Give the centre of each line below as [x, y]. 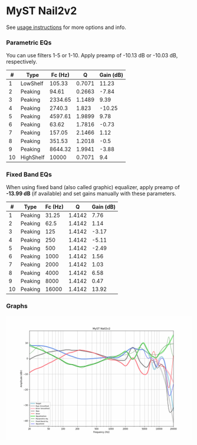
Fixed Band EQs [29, 174]
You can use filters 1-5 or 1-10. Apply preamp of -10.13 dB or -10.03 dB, [92, 56]
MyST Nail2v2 [42, 11]
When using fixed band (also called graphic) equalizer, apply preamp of [93, 187]
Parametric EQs [29, 43]
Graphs [17, 306]
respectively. [22, 62]
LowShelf [32, 83]
